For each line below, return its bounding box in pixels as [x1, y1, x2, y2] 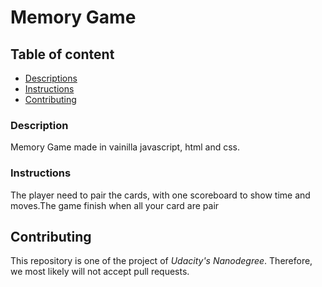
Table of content [10, 46, 115, 63]
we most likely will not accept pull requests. [10, 266, 190, 278]
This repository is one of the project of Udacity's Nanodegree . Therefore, [10, 255, 313, 267]
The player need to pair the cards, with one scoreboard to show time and [10, 189, 311, 201]
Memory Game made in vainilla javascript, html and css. [10, 141, 241, 153]
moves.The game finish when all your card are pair [10, 199, 220, 211]
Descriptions [24, 72, 78, 84]
